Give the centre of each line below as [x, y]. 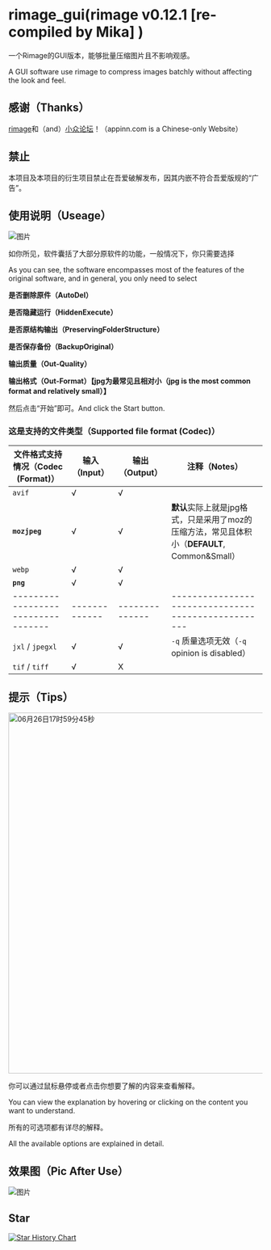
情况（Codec [38, 467]
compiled [40, 32]
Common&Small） [206, 555]
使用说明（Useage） [60, 215]
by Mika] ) [109, 32]
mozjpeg [27, 531]
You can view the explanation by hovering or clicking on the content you [128, 1102]
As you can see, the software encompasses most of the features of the [126, 270]
